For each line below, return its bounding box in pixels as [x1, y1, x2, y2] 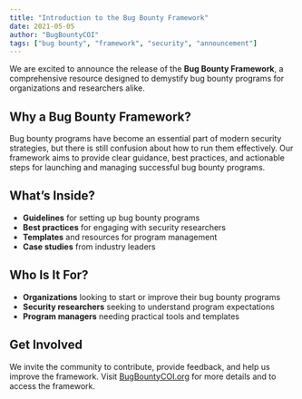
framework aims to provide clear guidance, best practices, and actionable [9, 152, 286, 163]
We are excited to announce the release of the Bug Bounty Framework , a [9, 63, 284, 74]
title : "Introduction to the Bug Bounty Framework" [9, 13, 209, 23]
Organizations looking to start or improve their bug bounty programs [22, 291, 281, 302]
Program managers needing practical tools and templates [22, 310, 240, 322]
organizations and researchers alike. [9, 83, 145, 93]
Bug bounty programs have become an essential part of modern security [9, 133, 282, 144]
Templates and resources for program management [22, 231, 218, 242]
